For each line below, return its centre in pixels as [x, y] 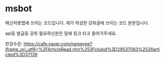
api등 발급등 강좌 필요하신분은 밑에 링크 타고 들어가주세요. [61, 33]
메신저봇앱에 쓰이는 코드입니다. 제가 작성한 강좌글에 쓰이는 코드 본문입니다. [77, 23]
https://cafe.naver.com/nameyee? [58, 44]
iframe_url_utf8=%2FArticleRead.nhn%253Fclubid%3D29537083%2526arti [82, 49]
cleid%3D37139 [21, 54]
